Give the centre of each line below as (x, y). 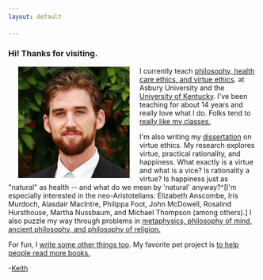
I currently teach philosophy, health (197, 70)
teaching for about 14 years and (191, 104)
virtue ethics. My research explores (197, 145)
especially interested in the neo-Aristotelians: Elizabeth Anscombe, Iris (124, 195)
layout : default (35, 17)
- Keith (18, 268)
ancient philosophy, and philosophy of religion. (84, 229)
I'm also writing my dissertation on (196, 136)
